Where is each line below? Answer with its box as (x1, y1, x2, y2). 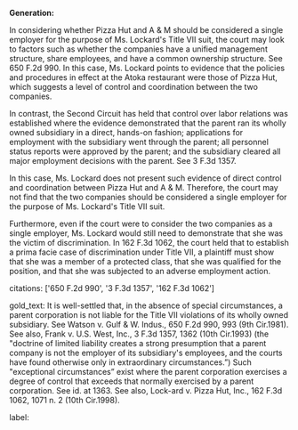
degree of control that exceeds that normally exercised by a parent (9, 376, 254, 386)
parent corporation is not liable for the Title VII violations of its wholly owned (9, 310, 289, 320)
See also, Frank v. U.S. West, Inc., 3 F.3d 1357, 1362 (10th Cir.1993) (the (9, 329, 270, 339)
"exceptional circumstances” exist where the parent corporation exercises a (9, 367, 287, 377)
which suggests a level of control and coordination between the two (9, 82, 258, 92)
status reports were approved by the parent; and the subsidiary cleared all (9, 146, 281, 157)
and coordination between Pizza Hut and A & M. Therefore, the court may (9, 183, 278, 192)
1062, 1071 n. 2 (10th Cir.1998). (9, 395, 120, 405)
